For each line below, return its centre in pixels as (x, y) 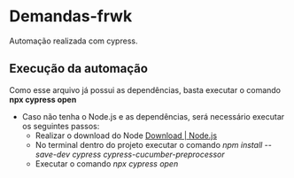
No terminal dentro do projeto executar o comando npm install (149, 144)
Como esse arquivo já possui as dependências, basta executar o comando (145, 89)
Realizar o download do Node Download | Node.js (126, 135)
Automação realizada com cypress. (73, 41)
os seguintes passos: (61, 126)
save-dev (53, 154)
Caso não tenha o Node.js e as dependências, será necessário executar (153, 116)
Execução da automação (79, 69)
